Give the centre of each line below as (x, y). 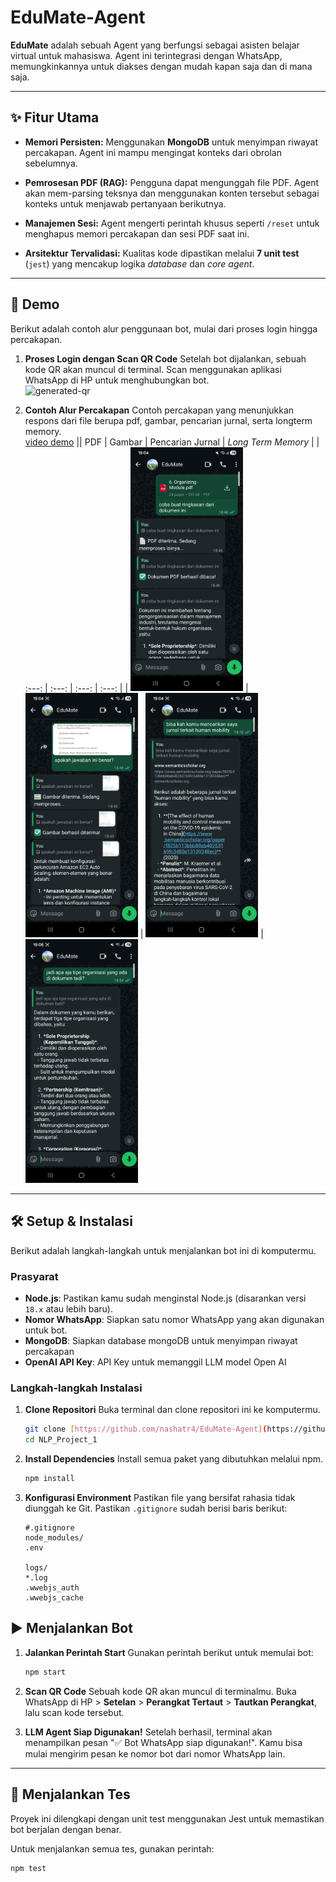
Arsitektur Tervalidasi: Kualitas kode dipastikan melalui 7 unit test (162, 253)
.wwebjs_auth (52, 1588)
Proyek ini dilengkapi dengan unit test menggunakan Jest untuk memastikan (167, 1818)
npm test (28, 1868)
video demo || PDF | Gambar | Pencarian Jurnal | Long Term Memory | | (172, 442)
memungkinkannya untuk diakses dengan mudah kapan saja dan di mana (161, 66)
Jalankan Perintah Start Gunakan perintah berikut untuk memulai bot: (169, 1652)
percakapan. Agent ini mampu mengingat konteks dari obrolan (153, 152)
